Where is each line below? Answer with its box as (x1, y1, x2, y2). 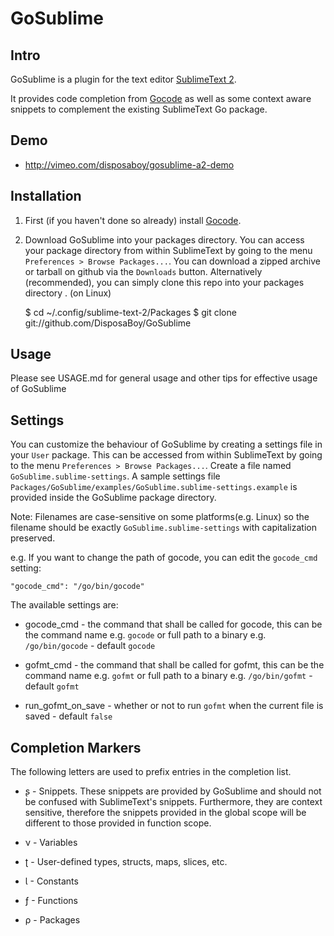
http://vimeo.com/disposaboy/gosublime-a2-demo (24, 158, 235, 171)
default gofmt (24, 680, 80, 692)
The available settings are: (10, 599, 119, 611)
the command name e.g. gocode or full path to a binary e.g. (24, 629, 267, 641)
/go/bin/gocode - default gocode (24, 640, 156, 652)
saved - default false (24, 710, 113, 722)
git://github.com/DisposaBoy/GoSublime (24, 317, 192, 329)
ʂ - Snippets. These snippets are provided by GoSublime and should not (24, 785, 322, 797)
